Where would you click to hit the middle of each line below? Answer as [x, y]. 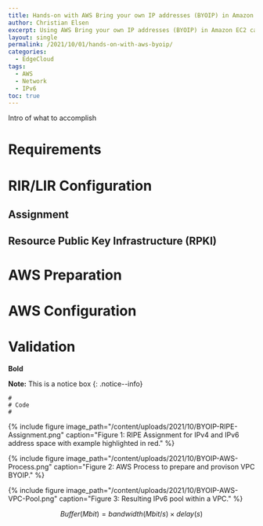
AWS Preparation [65, 275]
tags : [17, 67]
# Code [19, 405]
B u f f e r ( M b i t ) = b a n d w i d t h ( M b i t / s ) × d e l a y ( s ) [131, 513]
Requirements [55, 150]
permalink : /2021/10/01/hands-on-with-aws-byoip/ [91, 45]
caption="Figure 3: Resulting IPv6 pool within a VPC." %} [151, 499]
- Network [31, 81]
